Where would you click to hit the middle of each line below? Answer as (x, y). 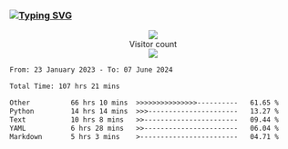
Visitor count (153, 45)
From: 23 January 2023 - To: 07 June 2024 (91, 70)
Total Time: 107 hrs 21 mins (65, 86)
